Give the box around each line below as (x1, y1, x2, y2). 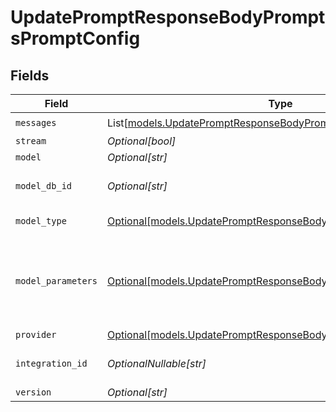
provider (15, 329, 57, 340)
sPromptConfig (10, 27, 141, 50)
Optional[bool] (106, 134, 177, 148)
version (15, 387, 52, 398)
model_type (15, 216, 67, 226)
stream (15, 136, 47, 146)
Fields (10, 67, 50, 84)
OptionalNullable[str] (106, 357, 207, 370)
